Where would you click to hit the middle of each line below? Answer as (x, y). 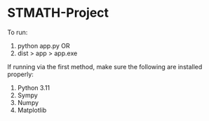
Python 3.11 (34, 87)
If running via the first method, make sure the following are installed (105, 66)
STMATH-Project (58, 13)
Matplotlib (32, 110)
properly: (20, 74)
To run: (18, 32)
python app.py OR (43, 45)
